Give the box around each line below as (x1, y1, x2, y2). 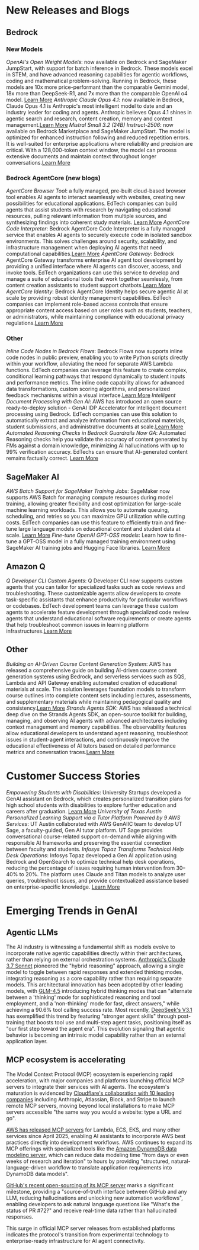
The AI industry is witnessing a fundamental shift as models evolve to (6, 943, 176, 950)
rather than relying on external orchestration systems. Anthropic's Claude (6, 956, 185, 963)
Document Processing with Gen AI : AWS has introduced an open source (6, 398, 182, 405)
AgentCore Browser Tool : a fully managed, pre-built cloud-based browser (6, 187, 187, 194)
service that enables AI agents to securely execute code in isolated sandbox (6, 232, 192, 239)
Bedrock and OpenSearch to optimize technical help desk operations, (6, 858, 176, 865)
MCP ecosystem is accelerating (6, 1055, 126, 1065)
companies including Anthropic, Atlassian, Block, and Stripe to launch (6, 1095, 176, 1102)
